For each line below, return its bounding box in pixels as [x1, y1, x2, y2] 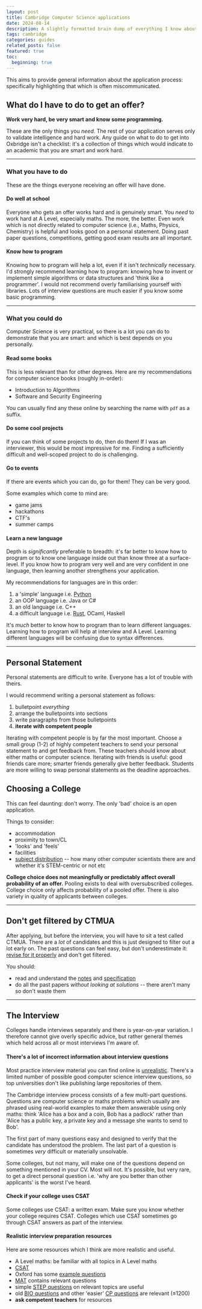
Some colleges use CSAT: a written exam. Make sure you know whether [6, 1206, 185, 1213]
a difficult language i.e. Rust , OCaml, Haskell [14, 610, 125, 617]
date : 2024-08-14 [6, 20, 50, 26]
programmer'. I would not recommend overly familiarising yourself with [6, 281, 182, 288]
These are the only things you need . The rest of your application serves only [6, 127, 195, 135]
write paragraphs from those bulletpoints [14, 716, 117, 723]
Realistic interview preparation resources [6, 1232, 112, 1240]
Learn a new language [6, 534, 63, 542]
